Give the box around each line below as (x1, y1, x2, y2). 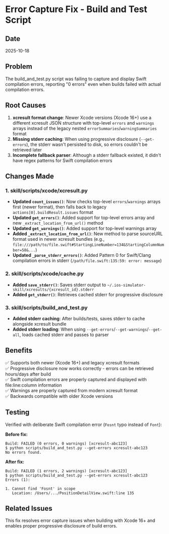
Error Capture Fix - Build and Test (5, 4, 147, 15)
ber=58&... (12, 248, 36, 253)
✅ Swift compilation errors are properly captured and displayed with (5, 376, 147, 382)
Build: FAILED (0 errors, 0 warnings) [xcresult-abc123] (5, 441, 128, 446)
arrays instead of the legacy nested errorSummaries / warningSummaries (12, 125, 157, 131)
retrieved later (12, 146, 42, 152)
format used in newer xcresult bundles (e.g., (12, 236, 105, 242)
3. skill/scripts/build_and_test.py (5, 304, 88, 311)
